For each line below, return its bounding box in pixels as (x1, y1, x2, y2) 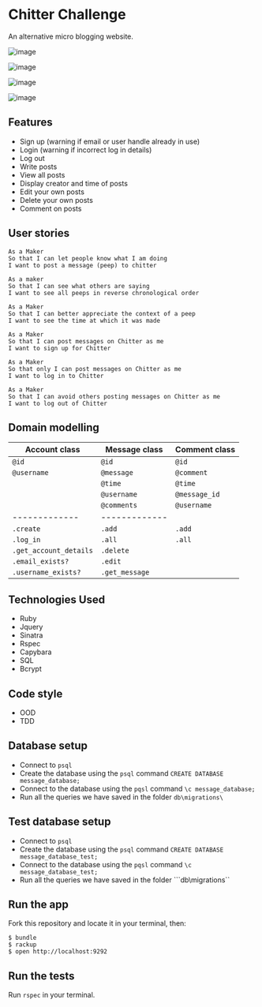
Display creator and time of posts (19, 178, 129, 188)
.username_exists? (12, 568, 81, 577)
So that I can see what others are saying (8, 282, 150, 290)
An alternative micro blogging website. (8, 32, 134, 41)
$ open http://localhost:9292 (8, 948, 108, 956)
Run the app (8, 898, 69, 912)
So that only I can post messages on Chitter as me (8, 365, 182, 372)
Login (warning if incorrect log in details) (19, 144, 152, 155)
